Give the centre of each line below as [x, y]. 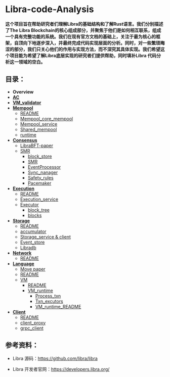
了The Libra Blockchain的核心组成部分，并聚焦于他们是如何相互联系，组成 [83, 30]
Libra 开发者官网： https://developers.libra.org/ [61, 369]
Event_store [32, 242]
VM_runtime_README [58, 306]
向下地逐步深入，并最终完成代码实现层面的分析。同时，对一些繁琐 [91, 43]
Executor [29, 204]
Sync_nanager [43, 172]
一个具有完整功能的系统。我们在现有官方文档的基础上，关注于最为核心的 [80, 36]
